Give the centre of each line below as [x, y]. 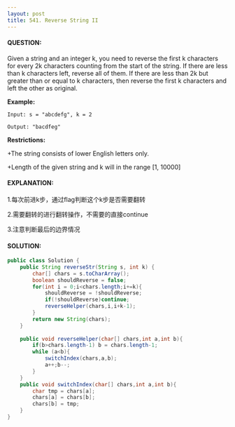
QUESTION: [24, 43]
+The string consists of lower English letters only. [78, 153]
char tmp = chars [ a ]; [64, 391]
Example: [21, 102]
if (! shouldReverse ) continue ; [87, 300]
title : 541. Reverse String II [53, 20]
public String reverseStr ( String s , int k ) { [87, 267]
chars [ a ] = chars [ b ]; [64, 398]
